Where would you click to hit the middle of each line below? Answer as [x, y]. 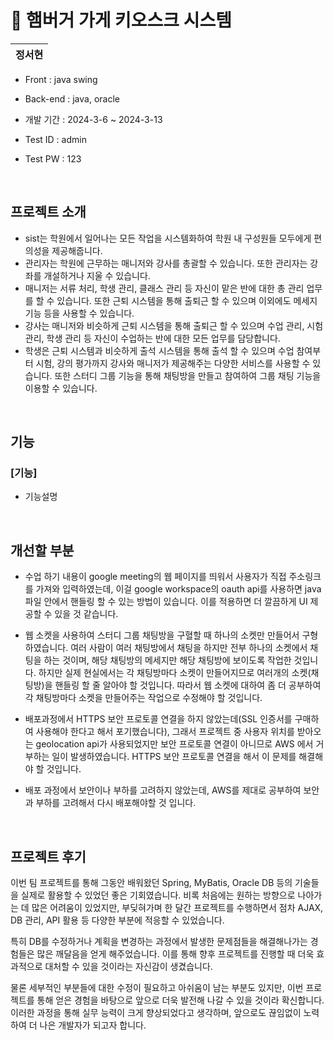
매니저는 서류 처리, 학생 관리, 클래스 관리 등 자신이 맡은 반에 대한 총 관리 [164, 288]
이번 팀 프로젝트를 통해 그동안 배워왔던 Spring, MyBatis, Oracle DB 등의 [151, 883]
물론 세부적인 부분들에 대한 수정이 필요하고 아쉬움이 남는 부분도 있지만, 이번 [157, 988]
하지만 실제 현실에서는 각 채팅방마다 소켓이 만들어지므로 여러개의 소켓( [175, 673]
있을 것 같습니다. [86, 614]
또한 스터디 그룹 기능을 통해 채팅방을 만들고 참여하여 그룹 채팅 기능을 [188, 375]
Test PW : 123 [53, 158]
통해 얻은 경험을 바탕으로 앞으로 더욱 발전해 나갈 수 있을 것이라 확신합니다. [180, 1000]
